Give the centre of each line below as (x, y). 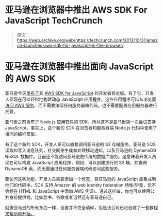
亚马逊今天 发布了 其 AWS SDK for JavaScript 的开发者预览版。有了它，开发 (80, 93)
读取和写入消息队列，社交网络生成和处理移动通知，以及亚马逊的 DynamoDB (81, 150)
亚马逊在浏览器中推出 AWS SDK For (76, 10)
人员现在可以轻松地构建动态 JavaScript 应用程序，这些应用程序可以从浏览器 (81, 99)
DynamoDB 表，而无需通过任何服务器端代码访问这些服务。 (64, 168)
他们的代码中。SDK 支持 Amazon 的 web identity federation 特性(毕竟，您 (78, 185)
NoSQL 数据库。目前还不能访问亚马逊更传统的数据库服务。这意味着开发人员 (81, 156)
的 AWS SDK (30, 79)
